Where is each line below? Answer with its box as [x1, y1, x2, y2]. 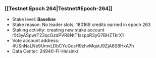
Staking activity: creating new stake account [12, 27, 105, 33]
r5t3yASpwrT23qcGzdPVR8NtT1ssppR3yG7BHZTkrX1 [12, 32, 124, 38]
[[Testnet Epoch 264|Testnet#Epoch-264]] [5, 5, 113, 12]
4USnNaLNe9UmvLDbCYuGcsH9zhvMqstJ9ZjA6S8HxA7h [12, 43, 134, 49]
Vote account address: [12, 37, 60, 43]
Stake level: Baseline [12, 16, 56, 22]
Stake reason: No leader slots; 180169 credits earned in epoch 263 [12, 21, 151, 27]
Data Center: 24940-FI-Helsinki [12, 48, 78, 54]
